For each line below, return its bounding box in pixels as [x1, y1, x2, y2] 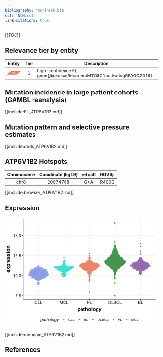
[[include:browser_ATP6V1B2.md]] [5, 190, 74, 196]
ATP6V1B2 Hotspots [5, 157, 68, 166]
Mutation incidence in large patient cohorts [5, 88, 139, 96]
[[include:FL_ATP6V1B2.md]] [5, 109, 63, 114]
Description [84, 60, 109, 66]
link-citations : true [5, 18, 49, 23]
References [5, 346, 41, 354]
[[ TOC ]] [5, 32, 20, 38]
